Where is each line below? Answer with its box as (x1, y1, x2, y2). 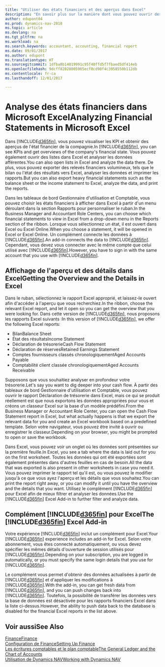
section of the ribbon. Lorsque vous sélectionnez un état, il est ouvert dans (5, 221, 157, 227)
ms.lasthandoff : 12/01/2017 (5, 76, 63, 81)
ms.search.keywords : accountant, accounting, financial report (5, 44, 137, 49)
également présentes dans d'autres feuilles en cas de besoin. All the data (5, 459, 152, 465)
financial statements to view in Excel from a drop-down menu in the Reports (5, 216, 159, 222)
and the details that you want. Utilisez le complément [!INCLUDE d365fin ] (5, 485, 152, 492)
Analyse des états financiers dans (5, 101, 147, 112)
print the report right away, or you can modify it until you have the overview (5, 480, 158, 486)
